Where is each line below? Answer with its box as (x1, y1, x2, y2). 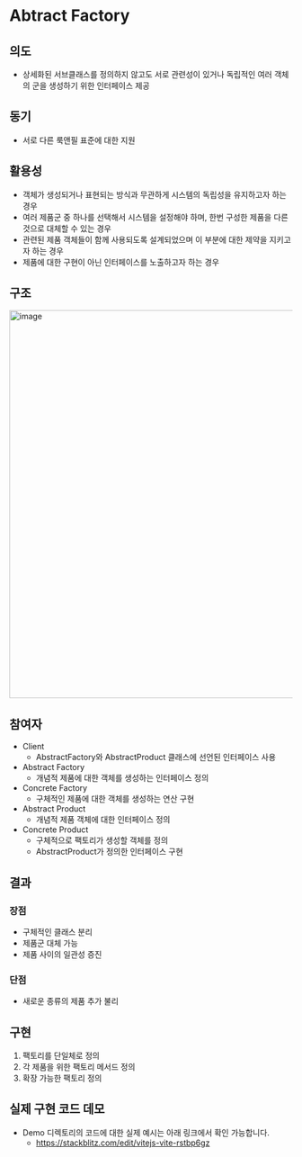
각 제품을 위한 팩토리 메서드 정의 (22, 1062, 136, 1072)
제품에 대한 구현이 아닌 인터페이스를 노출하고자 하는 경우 (22, 256, 220, 267)
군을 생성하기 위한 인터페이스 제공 (31, 80, 150, 91)
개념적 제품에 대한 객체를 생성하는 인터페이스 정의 (35, 773, 209, 784)
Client (22, 741, 45, 752)
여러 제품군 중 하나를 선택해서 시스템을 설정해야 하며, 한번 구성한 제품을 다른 (22, 211, 289, 222)
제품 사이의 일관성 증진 (22, 948, 102, 959)
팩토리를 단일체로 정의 (22, 1050, 101, 1062)
